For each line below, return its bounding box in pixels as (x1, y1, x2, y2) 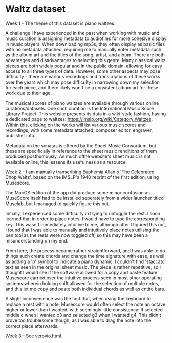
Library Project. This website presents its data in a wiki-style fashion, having (5, 111, 166, 117)
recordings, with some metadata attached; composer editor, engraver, (5, 127, 153, 133)
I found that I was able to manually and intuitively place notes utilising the (5, 227, 160, 233)
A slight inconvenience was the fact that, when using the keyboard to (5, 295, 151, 301)
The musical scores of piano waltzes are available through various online (5, 99, 159, 106)
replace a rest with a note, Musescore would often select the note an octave (5, 301, 166, 307)
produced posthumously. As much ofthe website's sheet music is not (5, 153, 151, 159)
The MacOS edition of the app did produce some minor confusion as (5, 189, 150, 195)
